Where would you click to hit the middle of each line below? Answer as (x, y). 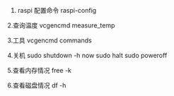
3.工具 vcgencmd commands (50, 40)
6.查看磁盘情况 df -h (37, 85)
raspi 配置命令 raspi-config (57, 10)
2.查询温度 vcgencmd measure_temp (61, 25)
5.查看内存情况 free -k (40, 70)
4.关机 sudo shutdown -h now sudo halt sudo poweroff (87, 55)
